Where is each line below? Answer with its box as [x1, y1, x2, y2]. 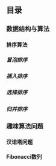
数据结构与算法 [6, 25, 50, 33]
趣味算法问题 [6, 122, 44, 130]
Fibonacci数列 [6, 153, 42, 161]
